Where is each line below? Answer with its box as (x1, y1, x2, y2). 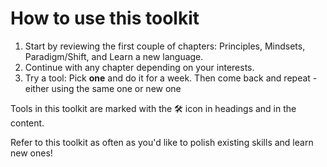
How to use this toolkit (10, 7, 200, 30)
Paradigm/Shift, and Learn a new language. (24, 50, 204, 62)
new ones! (10, 147, 53, 159)
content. (10, 117, 45, 129)
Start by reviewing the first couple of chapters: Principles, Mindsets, (24, 40, 306, 52)
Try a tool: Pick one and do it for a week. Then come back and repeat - (24, 72, 318, 84)
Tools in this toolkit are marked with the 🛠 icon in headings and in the (10, 102, 297, 114)
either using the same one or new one (24, 82, 182, 94)
